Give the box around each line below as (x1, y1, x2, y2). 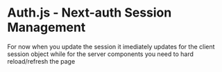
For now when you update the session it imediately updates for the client (7, 42, 215, 51)
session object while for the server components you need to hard (7, 50, 194, 58)
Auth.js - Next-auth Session (7, 5, 172, 21)
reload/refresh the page (7, 57, 76, 65)
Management (7, 19, 86, 35)
